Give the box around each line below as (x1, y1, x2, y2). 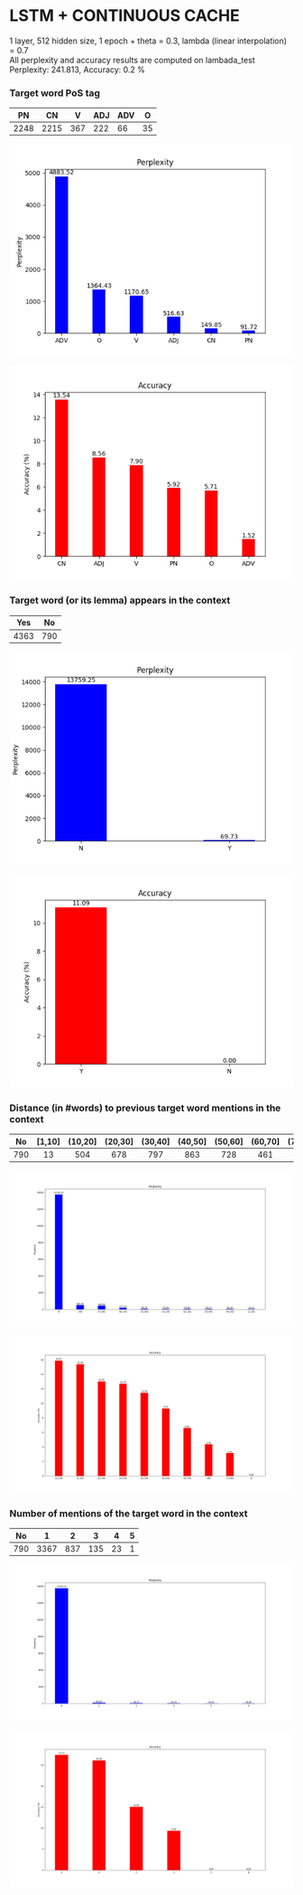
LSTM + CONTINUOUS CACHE (9, 5, 241, 26)
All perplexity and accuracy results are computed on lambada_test (9, 54, 255, 65)
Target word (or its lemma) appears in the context (9, 594, 231, 606)
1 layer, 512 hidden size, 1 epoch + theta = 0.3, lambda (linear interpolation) (9, 35, 287, 46)
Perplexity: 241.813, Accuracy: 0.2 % (9, 64, 146, 75)
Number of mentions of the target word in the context (9, 1506, 248, 1519)
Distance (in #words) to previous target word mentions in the (9, 1102, 281, 1114)
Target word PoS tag (9, 87, 101, 99)
